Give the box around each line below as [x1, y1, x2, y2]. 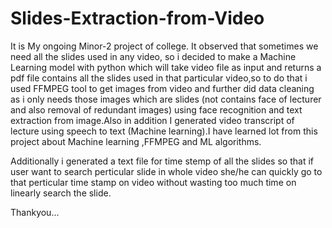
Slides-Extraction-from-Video [10, 7, 265, 30]
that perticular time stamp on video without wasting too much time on [10, 176, 297, 188]
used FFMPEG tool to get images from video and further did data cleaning [10, 82, 315, 94]
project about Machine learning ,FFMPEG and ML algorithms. [10, 135, 262, 147]
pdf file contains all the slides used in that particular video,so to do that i [10, 72, 308, 84]
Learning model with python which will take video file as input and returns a [10, 61, 322, 73]
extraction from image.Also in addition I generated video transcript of [10, 114, 295, 126]
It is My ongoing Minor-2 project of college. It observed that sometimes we [10, 40, 319, 52]
